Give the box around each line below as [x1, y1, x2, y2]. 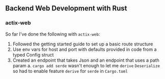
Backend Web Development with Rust [5, 4, 127, 13]
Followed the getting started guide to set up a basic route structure [12, 41, 153, 47]
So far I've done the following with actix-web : [5, 31, 100, 37]
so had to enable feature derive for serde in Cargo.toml [12, 68, 128, 74]
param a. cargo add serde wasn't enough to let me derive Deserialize [12, 62, 160, 68]
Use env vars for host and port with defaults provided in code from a [12, 46, 157, 52]
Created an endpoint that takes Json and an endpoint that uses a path [12, 57, 159, 63]
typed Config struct [12, 51, 54, 58]
